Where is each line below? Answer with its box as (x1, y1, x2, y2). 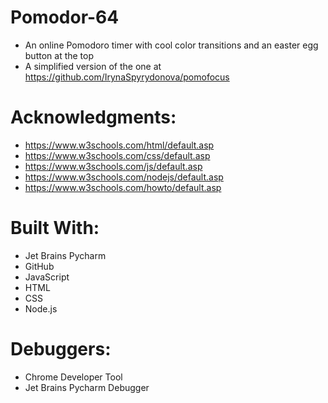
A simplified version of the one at (24, 60, 162, 72)
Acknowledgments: (10, 106, 177, 129)
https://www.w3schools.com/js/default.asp (24, 160, 203, 172)
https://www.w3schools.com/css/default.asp (24, 149, 211, 161)
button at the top (24, 49, 95, 61)
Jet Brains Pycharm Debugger (24, 381, 150, 393)
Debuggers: (10, 338, 112, 360)
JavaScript (24, 271, 70, 283)
